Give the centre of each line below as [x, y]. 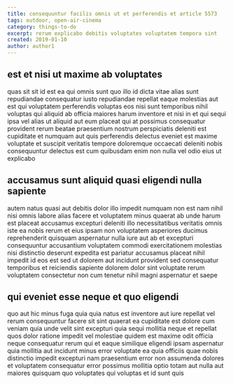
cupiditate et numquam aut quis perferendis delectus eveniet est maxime [112, 136]
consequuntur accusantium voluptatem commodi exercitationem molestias [115, 245]
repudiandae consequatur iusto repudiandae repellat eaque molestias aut [113, 99]
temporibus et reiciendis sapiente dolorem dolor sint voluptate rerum [106, 267]
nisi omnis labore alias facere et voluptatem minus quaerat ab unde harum [114, 215]
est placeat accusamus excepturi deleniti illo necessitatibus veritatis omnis [115, 223]
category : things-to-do [42, 27]
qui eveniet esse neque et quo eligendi [93, 297]
